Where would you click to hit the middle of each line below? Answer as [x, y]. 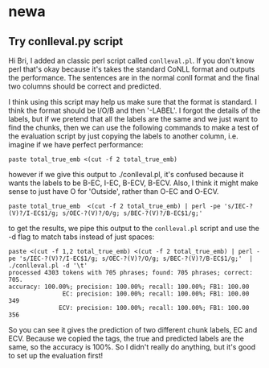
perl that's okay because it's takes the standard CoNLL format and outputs [132, 69]
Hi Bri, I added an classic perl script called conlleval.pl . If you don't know [131, 60]
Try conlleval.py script [66, 41]
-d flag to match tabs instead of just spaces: [82, 237]
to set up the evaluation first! [56, 356]
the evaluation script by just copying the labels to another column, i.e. [123, 136]
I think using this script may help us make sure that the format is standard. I [132, 102]
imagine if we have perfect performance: [76, 145]
